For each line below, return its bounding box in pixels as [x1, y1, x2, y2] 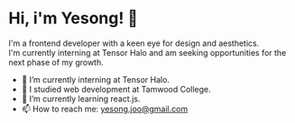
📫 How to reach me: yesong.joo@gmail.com [21, 103, 189, 114]
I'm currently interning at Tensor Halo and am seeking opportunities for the [8, 47, 287, 57]
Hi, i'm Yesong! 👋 [8, 8, 139, 29]
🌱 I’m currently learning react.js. [21, 93, 141, 104]
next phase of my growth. [8, 57, 105, 67]
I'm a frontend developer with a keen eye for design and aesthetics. [8, 38, 260, 48]
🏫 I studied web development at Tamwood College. [21, 83, 211, 94]
